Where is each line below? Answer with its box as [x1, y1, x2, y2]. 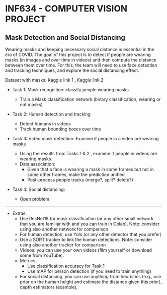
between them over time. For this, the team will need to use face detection [5, 62, 158, 68]
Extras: [12, 210, 27, 216]
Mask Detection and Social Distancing [5, 33, 126, 42]
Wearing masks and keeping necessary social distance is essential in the [5, 47, 155, 52]
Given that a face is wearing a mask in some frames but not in [27, 167, 154, 172]
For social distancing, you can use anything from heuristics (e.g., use [19, 274, 162, 279]
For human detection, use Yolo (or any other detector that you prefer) [19, 232, 162, 237]
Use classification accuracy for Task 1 [27, 263, 105, 269]
